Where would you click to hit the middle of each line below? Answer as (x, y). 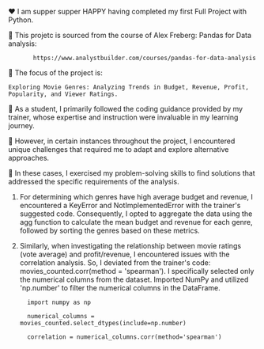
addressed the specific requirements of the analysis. (94, 182)
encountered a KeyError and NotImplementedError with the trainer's (130, 205)
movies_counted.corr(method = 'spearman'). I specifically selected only (137, 271)
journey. (21, 125)
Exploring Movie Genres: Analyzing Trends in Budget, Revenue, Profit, (128, 87)
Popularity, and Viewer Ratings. (63, 94)
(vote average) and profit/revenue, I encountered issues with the (124, 254)
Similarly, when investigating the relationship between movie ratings (130, 246)
